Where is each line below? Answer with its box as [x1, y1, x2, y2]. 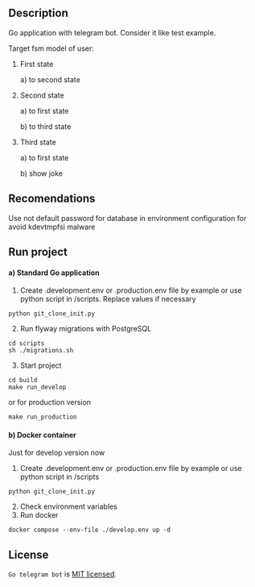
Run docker [19, 510, 59, 520]
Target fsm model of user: [8, 44, 95, 53]
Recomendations [8, 192, 96, 206]
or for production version [8, 398, 91, 407]
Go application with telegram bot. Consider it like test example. [8, 27, 216, 37]
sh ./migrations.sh [8, 347, 74, 355]
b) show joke [19, 169, 63, 178]
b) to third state [19, 121, 72, 131]
